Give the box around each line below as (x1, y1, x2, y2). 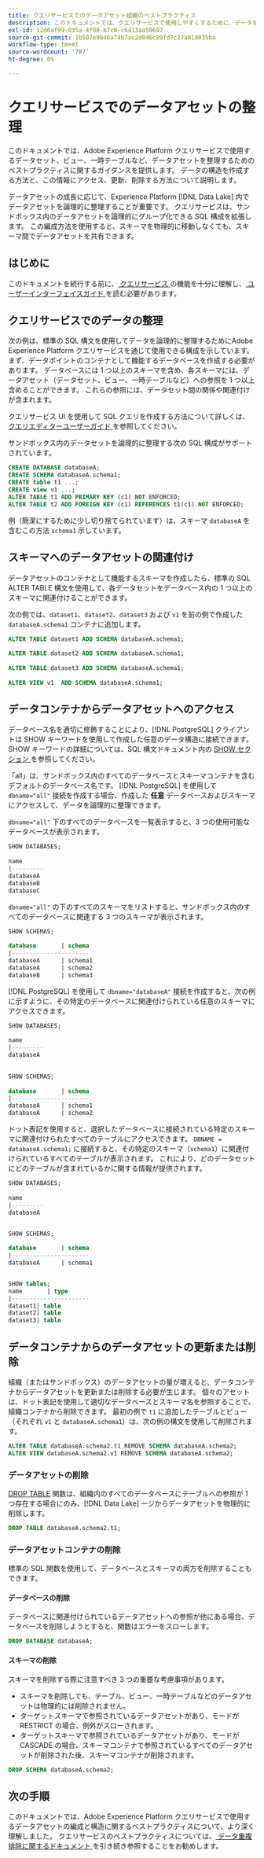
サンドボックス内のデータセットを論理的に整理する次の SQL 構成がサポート (8, 438, 253, 448)
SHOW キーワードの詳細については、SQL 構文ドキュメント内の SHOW (8, 745, 236, 754)
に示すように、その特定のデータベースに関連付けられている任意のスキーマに (8, 996, 255, 1006)
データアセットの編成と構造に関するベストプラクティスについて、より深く (14, 1822, 255, 1831)
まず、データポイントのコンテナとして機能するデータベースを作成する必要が (8, 355, 255, 366)
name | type (8, 1287, 68, 1295)
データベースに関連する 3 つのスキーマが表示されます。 (28, 911, 208, 921)
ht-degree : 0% (8, 56, 55, 64)
